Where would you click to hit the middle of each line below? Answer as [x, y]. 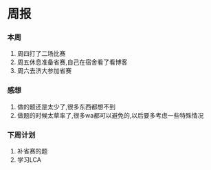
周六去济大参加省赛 [44, 71]
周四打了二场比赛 [41, 54]
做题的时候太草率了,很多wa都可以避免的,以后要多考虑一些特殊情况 [110, 115]
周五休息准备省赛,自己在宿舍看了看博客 [72, 62]
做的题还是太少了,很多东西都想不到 [66, 107]
